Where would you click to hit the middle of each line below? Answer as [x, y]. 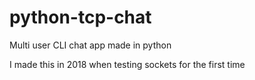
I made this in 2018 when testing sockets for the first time [127, 64]
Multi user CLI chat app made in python [90, 45]
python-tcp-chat [80, 17]
